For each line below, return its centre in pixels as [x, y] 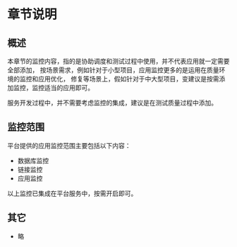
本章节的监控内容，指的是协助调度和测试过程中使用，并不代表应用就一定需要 [119, 61]
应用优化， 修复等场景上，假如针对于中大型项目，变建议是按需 [128, 79]
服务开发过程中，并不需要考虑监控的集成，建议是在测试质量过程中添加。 [112, 103]
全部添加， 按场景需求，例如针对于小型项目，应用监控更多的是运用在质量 [113, 70]
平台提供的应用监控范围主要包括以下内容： [69, 145]
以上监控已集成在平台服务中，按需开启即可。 [72, 193]
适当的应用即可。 [69, 88]
